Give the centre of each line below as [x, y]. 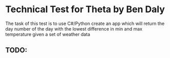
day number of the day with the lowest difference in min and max [74, 28]
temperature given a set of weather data [48, 34]
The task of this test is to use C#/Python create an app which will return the [85, 23]
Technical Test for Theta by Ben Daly [85, 9]
